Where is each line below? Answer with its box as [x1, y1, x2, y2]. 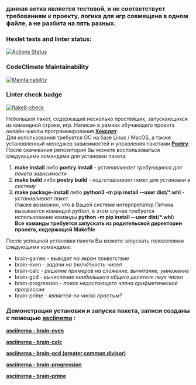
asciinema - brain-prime [6, 373, 66, 380]
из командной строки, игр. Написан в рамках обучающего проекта [6, 122, 175, 129]
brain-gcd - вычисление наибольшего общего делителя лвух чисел [14, 273, 183, 280]
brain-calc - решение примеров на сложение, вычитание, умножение [14, 267, 190, 274]
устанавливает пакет [14, 195, 68, 202]
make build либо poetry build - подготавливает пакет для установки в [14, 176, 191, 183]
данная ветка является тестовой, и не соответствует [6, 5, 166, 13]
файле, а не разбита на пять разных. [6, 19, 116, 27]
